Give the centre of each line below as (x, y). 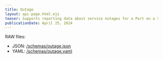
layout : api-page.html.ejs (32, 14)
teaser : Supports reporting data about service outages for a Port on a (80, 18)
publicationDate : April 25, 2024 (39, 23)
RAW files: (15, 37)
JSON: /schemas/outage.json (41, 46)
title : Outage (19, 9)
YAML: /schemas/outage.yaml (42, 51)
